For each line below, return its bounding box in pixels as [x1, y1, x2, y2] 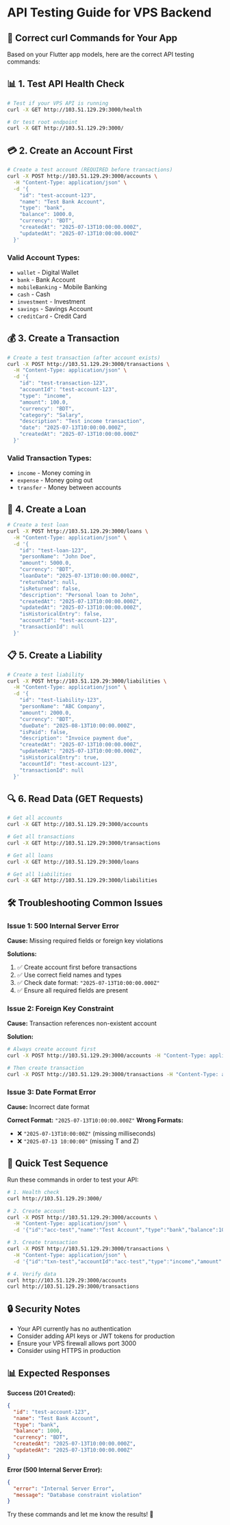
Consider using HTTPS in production [16, 1347, 121, 1355]
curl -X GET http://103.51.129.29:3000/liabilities [7, 877, 157, 884]
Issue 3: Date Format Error [7, 1087, 97, 1097]
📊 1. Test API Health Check [7, 78, 125, 90]
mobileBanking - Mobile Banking [16, 282, 107, 291]
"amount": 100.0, [19, 399, 69, 406]
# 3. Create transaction [7, 1239, 78, 1246]
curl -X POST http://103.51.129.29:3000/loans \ [7, 528, 149, 535]
